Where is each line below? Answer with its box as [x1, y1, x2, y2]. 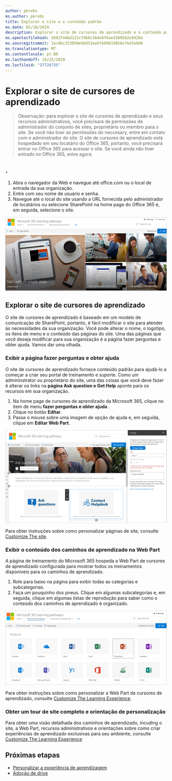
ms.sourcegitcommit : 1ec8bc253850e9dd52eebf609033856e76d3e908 [5, 41, 143, 46]
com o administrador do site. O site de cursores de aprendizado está [17, 135, 163, 141]
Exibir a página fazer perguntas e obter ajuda [5, 355, 119, 362]
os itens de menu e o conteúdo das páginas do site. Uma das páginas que [5, 331, 162, 337]
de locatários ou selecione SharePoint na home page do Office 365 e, [12, 202, 160, 208]
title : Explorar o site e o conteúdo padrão [5, 19, 102, 24]
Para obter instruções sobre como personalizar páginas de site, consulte [5, 528, 159, 534]
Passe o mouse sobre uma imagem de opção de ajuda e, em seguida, [12, 414, 160, 420]
